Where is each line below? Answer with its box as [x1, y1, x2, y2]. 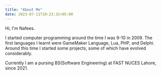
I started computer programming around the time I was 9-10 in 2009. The [5, 35, 153, 41]
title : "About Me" [5, 7, 43, 12]
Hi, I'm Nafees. [5, 25, 35, 31]
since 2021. [5, 65, 28, 71]
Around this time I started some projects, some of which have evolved [5, 45, 146, 51]
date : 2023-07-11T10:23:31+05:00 [5, 12, 73, 17]
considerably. [5, 50, 33, 56]
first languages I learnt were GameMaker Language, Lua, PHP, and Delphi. [5, 40, 155, 46]
